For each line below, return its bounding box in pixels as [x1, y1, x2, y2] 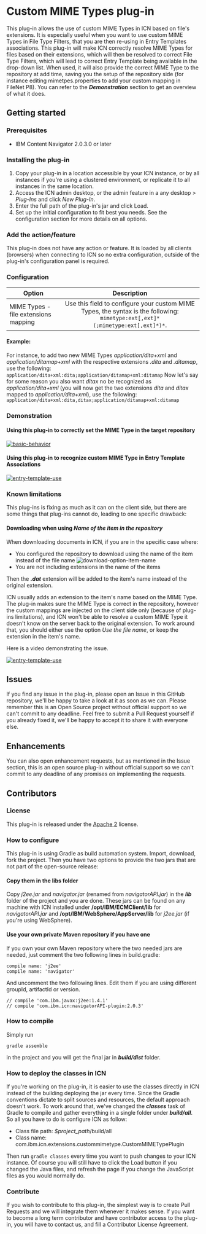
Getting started [6, 108, 66, 118]
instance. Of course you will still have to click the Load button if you [6, 1159, 177, 1166]
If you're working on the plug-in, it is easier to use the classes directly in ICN [6, 1083, 199, 1090]
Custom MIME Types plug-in [6, 4, 154, 18]
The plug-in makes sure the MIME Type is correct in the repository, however [6, 600, 199, 607]
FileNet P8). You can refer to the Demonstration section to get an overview [6, 83, 197, 90]
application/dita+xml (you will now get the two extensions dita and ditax [6, 384, 189, 391]
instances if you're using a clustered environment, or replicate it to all [15, 176, 190, 183]
